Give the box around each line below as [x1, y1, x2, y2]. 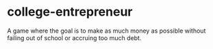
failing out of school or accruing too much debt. [7, 33, 142, 42]
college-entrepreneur [7, 4, 133, 20]
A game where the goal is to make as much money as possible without [7, 27, 206, 35]
